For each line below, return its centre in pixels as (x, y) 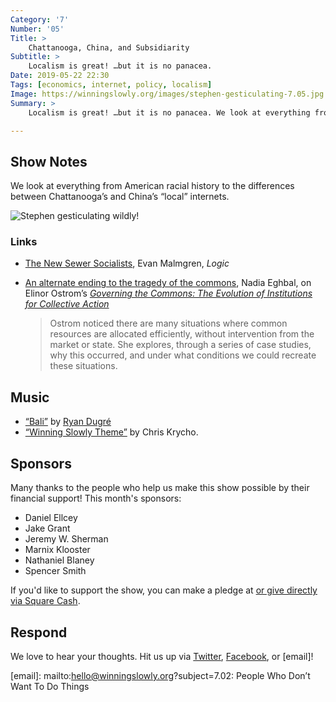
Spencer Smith (55, 571)
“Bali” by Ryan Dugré (68, 422)
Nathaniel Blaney (59, 560)
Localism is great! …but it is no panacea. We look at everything (169, 112)
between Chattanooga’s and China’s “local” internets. (120, 197)
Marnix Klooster (57, 550)
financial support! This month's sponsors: (96, 498)
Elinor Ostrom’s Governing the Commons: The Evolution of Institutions (168, 293)
